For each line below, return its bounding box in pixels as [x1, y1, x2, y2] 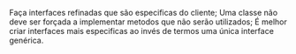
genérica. [9, 35, 44, 45]
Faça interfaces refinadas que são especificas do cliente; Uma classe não [9, 8, 278, 17]
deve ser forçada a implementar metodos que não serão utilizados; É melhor [9, 17, 287, 27]
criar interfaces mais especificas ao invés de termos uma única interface [9, 26, 274, 36]
